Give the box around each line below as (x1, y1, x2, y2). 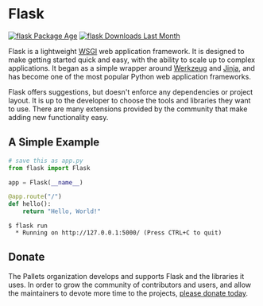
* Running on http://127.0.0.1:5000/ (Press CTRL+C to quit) (15, 229, 222, 237)
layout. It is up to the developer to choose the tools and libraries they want (8, 95, 251, 105)
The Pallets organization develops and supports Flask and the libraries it (8, 271, 245, 281)
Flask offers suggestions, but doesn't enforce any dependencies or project (8, 87, 253, 96)
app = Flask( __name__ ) (8, 178, 83, 187)
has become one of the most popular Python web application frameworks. (8, 72, 252, 81)
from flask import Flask (8, 164, 91, 172)
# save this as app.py (8, 157, 83, 165)
